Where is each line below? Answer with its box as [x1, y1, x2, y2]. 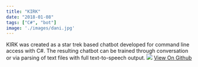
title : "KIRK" [6, 8, 41, 15]
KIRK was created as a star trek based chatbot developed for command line [6, 41, 190, 48]
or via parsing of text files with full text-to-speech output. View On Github [6, 54, 192, 62]
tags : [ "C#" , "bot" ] [6, 19, 57, 25]
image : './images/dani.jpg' [6, 25, 75, 31]
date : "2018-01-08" [6, 14, 54, 20]
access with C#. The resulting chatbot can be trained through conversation [6, 48, 189, 55]
